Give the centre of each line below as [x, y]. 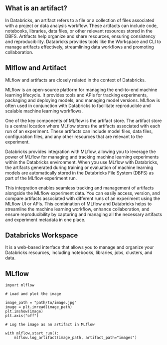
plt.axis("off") [22, 316]
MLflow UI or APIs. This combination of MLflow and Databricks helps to [79, 203]
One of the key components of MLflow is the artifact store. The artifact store [83, 120]
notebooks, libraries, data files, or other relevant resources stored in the [79, 31]
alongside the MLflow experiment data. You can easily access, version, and [83, 193]
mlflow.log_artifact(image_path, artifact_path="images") [76, 338]
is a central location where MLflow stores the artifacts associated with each [83, 126]
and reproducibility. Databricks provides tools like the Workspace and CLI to [83, 41]
